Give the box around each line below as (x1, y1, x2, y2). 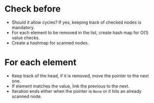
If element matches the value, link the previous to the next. (11, 83, 130, 89)
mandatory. (11, 24, 35, 30)
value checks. (11, 35, 40, 41)
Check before (4, 3, 61, 15)
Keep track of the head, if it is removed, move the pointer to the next (11, 73, 149, 78)
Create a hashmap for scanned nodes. (11, 40, 89, 45)
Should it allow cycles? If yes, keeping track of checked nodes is (11, 19, 142, 25)
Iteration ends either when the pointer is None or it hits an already (11, 88, 142, 94)
